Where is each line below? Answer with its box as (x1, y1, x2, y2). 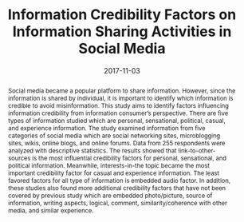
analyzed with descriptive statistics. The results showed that (7, 146, 177, 155)
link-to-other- (178, 146, 216, 155)
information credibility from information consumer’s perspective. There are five (7, 109, 229, 117)
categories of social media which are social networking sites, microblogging (7, 131, 221, 140)
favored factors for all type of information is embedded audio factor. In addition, (7, 176, 231, 184)
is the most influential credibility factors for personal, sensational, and (31, 153, 227, 162)
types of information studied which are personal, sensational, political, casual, (7, 116, 226, 125)
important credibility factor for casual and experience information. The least (7, 168, 219, 177)
